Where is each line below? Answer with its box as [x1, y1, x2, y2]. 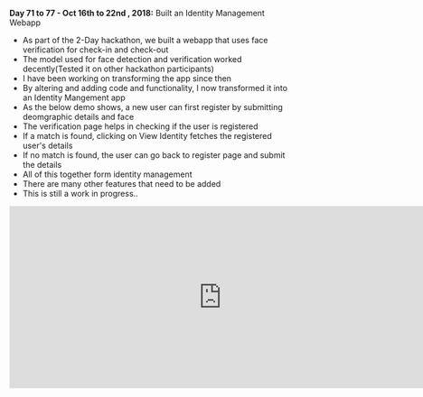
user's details [22, 140, 73, 151]
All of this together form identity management [22, 169, 193, 180]
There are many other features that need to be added [22, 179, 221, 189]
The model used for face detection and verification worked [22, 54, 242, 64]
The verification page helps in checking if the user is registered [22, 121, 258, 132]
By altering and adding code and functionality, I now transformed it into [22, 83, 287, 93]
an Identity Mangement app [22, 92, 127, 103]
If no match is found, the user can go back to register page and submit [22, 150, 286, 161]
